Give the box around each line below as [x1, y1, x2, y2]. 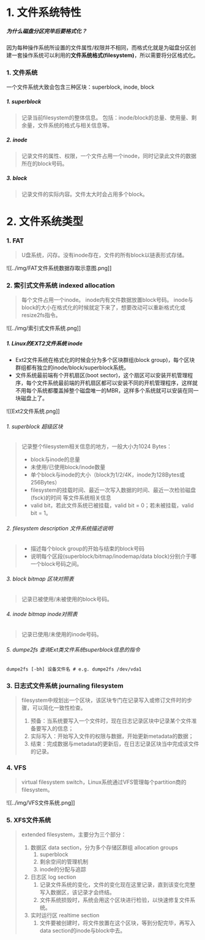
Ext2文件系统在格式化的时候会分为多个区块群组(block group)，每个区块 [15, 356, 195, 364]
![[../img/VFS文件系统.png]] [6, 799, 75, 806]
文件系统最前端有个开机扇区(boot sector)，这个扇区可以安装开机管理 [15, 372, 188, 379]
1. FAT [6, 236, 24, 245]
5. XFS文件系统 [6, 816, 51, 824]
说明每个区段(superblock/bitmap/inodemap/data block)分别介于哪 [30, 552, 197, 560]
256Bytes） [30, 479, 61, 486]
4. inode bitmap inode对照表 [6, 611, 78, 618]
